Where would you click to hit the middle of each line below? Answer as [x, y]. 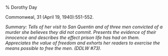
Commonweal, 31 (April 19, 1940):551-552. [50, 17]
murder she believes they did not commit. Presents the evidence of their [81, 32]
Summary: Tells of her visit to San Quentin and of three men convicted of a [84, 27]
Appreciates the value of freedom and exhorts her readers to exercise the [83, 43]
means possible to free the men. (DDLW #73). [53, 48]
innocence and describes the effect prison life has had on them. [73, 38]
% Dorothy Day [21, 7]
